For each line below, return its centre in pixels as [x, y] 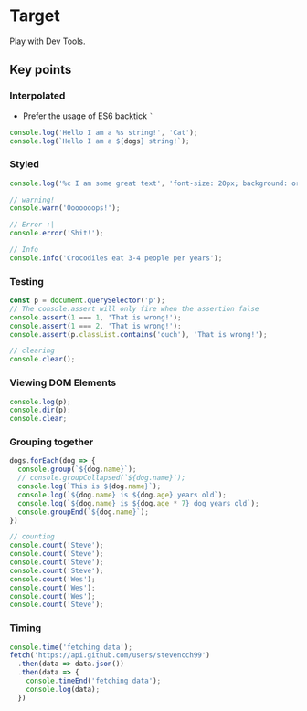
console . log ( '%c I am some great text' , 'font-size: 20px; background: [148, 183]
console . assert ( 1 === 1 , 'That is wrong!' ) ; [95, 317]
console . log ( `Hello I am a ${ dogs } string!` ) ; [100, 141]
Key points [41, 70]
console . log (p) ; [40, 402]
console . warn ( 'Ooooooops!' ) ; [65, 208]
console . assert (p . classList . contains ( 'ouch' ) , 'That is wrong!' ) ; [138, 334]
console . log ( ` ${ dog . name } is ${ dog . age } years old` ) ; [122, 495]
